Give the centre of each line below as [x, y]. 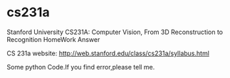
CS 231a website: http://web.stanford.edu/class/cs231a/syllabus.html [108, 53]
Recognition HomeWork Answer [53, 39]
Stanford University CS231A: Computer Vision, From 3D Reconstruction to [115, 32]
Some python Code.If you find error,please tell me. [81, 67]
